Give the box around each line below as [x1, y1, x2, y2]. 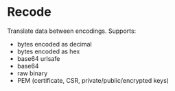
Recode [7, 4, 51, 20]
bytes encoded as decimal [16, 40, 92, 48]
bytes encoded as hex [16, 47, 80, 55]
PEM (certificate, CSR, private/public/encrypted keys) [16, 76, 170, 84]
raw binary [16, 69, 48, 77]
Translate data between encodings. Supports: [7, 27, 137, 35]
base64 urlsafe [16, 54, 60, 62]
